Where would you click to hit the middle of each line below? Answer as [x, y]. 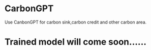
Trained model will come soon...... [75, 42]
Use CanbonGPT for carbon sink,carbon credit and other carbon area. [76, 22]
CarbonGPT [29, 9]
